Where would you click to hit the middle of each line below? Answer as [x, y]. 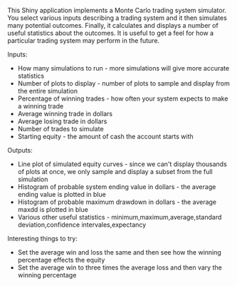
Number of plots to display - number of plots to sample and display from [123, 83]
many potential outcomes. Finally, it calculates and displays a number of [113, 25]
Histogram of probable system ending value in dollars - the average [117, 187]
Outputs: [20, 150]
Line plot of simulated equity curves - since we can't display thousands [122, 164]
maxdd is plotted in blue [53, 209]
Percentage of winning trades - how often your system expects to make [123, 98]
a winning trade [41, 106]
